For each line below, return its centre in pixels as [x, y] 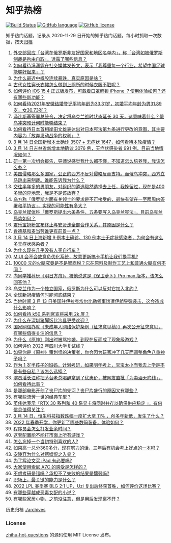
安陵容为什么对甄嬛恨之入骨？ [44, 454]
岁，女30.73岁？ [30, 110]
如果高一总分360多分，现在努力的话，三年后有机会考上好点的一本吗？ [86, 448]
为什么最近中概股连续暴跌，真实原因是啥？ [58, 78]
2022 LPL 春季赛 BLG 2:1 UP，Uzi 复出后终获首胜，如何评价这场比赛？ [87, 486]
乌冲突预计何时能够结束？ [40, 122]
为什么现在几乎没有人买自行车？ [47, 250]
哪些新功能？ [31, 97]
